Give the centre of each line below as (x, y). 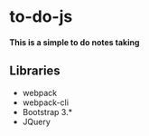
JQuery (37, 121)
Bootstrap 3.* (47, 112)
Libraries (35, 71)
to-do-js (41, 17)
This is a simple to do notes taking (74, 42)
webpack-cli (46, 102)
